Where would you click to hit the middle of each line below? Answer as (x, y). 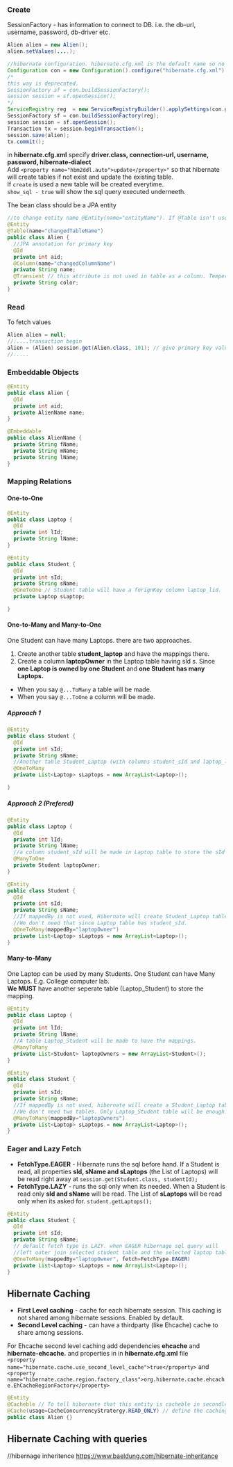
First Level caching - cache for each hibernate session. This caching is (119, 1310)
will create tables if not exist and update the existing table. (90, 177)
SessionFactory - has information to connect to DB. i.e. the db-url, (102, 25)
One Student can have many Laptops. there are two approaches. (100, 641)
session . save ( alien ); (38, 135)
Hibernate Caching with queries (77, 1439)
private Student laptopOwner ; (57, 865)
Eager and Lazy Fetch (44, 1149)
